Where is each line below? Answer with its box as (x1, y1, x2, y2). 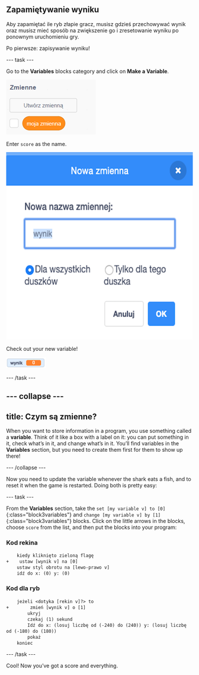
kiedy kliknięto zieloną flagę (17, 553, 94, 559)
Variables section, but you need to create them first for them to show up (6, 446, 183, 454)
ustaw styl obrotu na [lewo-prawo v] (17, 565, 110, 571)
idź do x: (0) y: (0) (17, 571, 70, 576)
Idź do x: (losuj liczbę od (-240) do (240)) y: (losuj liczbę (27, 622, 187, 628)
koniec (17, 640, 33, 646)
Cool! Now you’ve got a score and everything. (6, 662, 118, 669)
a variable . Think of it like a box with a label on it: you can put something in (6, 433, 190, 441)
